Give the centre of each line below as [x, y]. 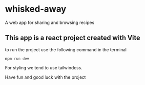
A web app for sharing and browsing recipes [50, 22]
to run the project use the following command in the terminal [66, 49]
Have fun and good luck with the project [45, 77]
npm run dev [17, 59]
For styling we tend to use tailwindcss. [44, 67]
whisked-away [36, 9]
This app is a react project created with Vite [73, 38]
